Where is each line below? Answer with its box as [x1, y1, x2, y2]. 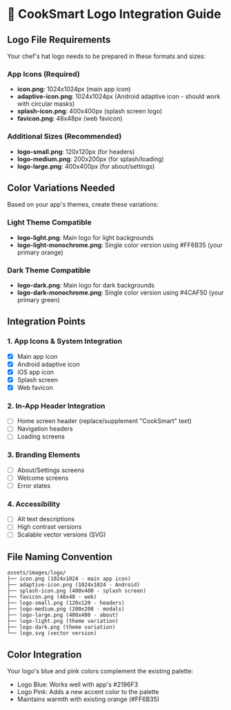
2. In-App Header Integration [7, 401, 106, 411]
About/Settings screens [17, 466, 85, 474]
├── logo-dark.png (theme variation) [7, 624, 116, 631]
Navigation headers [17, 424, 74, 433]
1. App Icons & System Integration [7, 337, 123, 346]
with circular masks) [17, 100, 75, 108]
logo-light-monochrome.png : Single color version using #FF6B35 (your [17, 241, 223, 249]
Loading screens [17, 432, 66, 441]
